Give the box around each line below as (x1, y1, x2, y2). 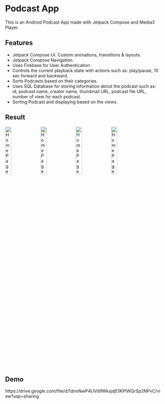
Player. (5, 24, 19, 30)
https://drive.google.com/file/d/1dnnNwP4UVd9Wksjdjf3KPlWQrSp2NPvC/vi (5, 388, 161, 394)
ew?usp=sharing (5, 393, 39, 399)
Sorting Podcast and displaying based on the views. (12, 99, 118, 105)
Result (5, 113, 26, 122)
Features (5, 39, 33, 47)
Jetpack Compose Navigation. (12, 57, 74, 63)
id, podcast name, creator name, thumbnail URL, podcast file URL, (12, 88, 147, 94)
